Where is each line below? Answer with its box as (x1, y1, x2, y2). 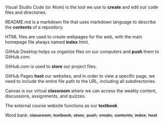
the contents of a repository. (5, 24, 64, 30)
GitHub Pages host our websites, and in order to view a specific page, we (5, 73, 155, 79)
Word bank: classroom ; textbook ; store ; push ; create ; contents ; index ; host (5, 112, 158, 118)
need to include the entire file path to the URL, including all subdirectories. (5, 79, 157, 84)
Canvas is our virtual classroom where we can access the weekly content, (5, 88, 157, 93)
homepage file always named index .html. (5, 39, 89, 45)
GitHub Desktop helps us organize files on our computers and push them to (5, 49, 160, 54)
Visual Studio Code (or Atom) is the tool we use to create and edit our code (5, 4, 159, 10)
